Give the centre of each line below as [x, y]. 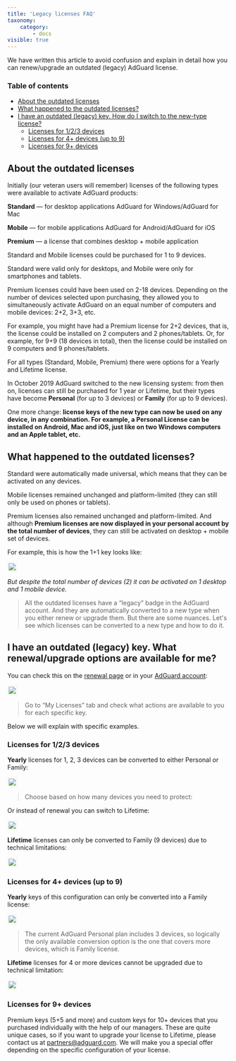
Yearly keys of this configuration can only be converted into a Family [107, 897]
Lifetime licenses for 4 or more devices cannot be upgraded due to [105, 963]
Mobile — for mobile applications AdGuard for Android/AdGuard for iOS [111, 228]
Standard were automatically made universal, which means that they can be [117, 474]
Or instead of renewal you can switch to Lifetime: [79, 811]
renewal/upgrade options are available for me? [112, 659]
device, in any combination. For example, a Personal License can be [108, 420]
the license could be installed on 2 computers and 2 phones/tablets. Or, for [116, 334]
